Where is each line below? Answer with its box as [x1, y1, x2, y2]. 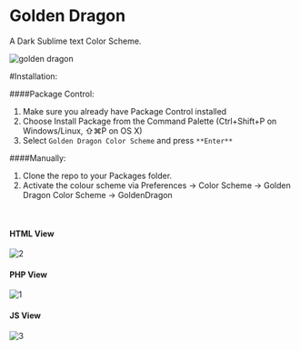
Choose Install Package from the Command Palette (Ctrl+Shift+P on [22, 115, 277, 126]
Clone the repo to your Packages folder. [22, 170, 173, 181]
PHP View [9, 269, 48, 280]
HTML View [9, 228, 55, 239]
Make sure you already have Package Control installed [22, 105, 227, 116]
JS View [9, 310, 41, 321]
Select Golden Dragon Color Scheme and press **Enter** [22, 135, 234, 145]
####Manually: [9, 152, 66, 164]
